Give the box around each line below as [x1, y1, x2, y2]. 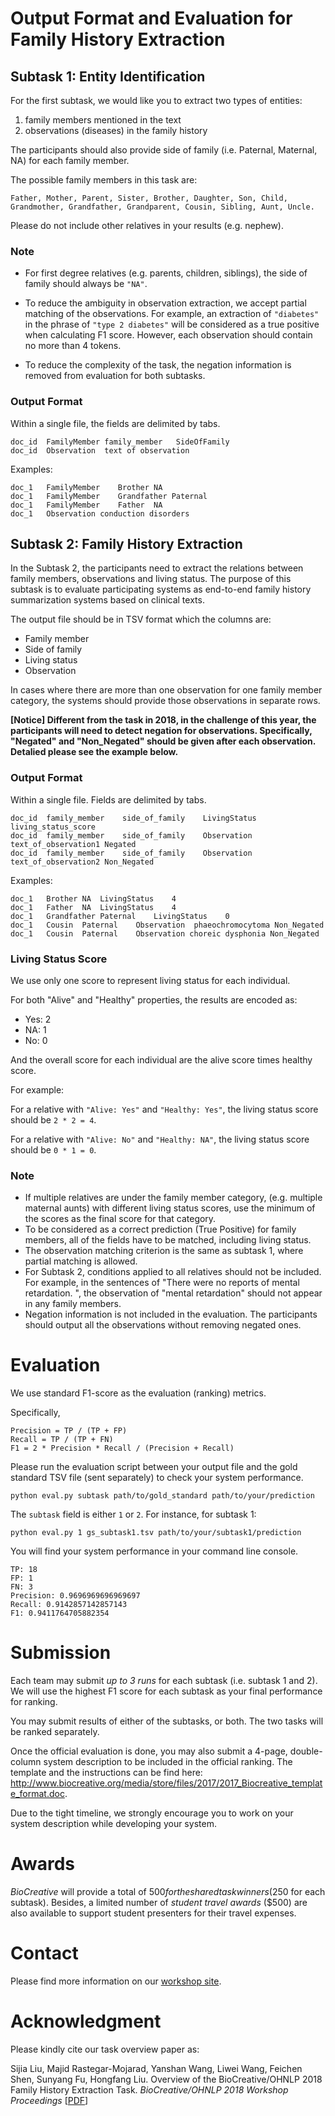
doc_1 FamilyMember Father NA [10, 500, 163, 510]
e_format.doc [10, 1788, 65, 1800]
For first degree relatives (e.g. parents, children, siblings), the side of [24, 267, 308, 279]
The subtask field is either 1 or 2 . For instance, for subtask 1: [10, 1508, 257, 1521]
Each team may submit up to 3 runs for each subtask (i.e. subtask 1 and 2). [10, 1675, 318, 1687]
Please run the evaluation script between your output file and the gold [10, 1461, 298, 1473]
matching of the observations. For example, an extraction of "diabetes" [24, 308, 320, 320]
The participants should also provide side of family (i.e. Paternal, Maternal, [10, 144, 318, 156]
